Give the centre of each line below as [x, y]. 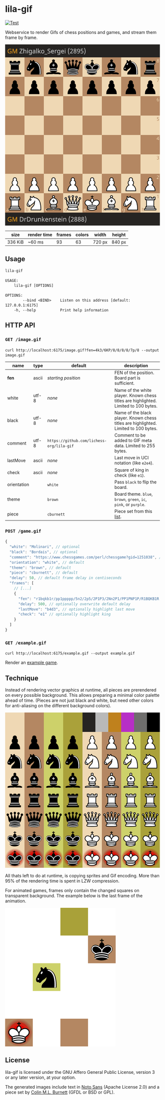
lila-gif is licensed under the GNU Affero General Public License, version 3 [80, 1072]
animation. [16, 901]
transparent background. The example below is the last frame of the [74, 896]
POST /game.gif [23, 531]
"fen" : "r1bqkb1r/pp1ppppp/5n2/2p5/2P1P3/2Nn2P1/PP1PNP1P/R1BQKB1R [89, 599]
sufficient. [125, 383]
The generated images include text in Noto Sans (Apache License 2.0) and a [82, 1087]
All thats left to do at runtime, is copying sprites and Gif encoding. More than [82, 876]
